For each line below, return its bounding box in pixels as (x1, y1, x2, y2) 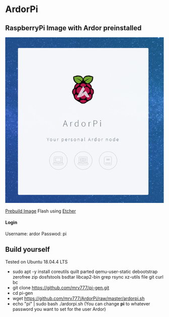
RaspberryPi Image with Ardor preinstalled (5, 24, 142, 32)
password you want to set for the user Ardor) (12, 306, 106, 312)
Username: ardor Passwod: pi (5, 231, 67, 237)
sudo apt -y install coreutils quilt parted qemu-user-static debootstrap (12, 269, 158, 275)
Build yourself (5, 245, 50, 254)
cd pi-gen (12, 290, 33, 296)
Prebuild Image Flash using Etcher (5, 208, 76, 214)
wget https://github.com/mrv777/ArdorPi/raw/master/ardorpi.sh (12, 295, 145, 301)
